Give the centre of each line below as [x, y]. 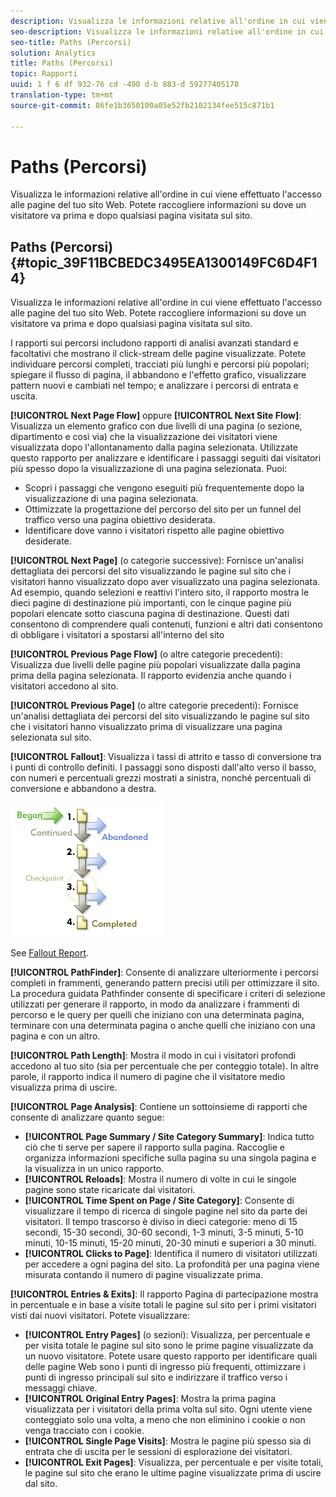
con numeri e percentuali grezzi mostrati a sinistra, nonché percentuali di [161, 778]
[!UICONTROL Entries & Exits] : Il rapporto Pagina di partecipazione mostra [164, 1294]
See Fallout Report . [50, 953]
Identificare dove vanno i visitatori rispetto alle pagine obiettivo [154, 531]
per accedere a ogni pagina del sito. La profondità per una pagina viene [172, 1264]
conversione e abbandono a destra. [83, 789]
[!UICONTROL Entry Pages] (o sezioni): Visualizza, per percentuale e [167, 1335]
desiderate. [48, 541]
